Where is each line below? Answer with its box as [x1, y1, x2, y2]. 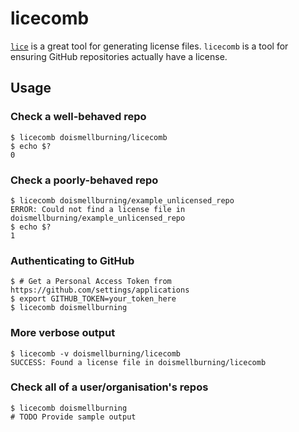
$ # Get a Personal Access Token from [10, 277, 172, 287]
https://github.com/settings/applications [10, 285, 190, 296]
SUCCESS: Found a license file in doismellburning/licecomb [10, 357, 267, 367]
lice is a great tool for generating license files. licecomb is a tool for [10, 40, 289, 52]
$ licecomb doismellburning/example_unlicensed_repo [10, 195, 235, 206]
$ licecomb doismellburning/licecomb [10, 132, 168, 142]
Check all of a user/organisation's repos [10, 380, 209, 394]
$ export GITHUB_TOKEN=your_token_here [10, 294, 177, 304]
